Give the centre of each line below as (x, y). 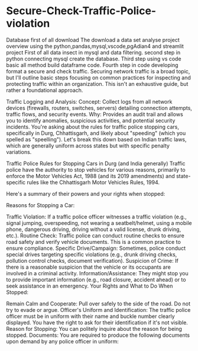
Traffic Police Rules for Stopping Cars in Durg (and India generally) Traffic (96, 163)
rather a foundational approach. (45, 90)
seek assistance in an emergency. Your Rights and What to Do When (90, 286)
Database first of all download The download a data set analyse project (93, 40)
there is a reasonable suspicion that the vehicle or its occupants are (89, 267)
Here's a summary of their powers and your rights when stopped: (86, 194)
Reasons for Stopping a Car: (40, 205)
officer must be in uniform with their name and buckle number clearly (91, 316)
